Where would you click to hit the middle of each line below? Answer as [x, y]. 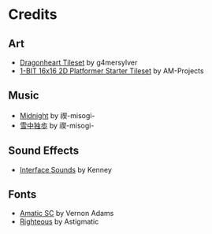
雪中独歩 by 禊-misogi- [57, 125]
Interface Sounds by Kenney [66, 169]
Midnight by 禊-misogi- [57, 115]
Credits [33, 15]
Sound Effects [44, 151]
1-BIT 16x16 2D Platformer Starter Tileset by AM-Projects [112, 71]
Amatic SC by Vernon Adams [67, 214]
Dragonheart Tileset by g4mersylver [78, 62]
